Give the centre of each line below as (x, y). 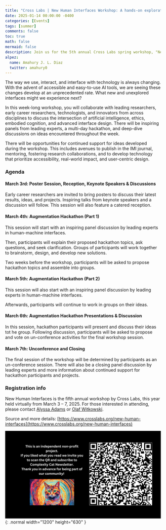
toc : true (15, 37)
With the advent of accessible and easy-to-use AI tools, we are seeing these (83, 88)
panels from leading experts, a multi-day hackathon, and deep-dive (74, 129)
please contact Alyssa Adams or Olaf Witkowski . (54, 409)
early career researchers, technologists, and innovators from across (74, 113)
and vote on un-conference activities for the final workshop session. (75, 337)
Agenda (15, 172)
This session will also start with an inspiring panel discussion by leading (78, 290)
